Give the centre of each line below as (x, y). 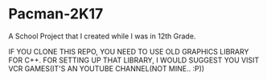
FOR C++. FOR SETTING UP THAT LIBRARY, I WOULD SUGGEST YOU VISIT (134, 60)
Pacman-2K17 (56, 14)
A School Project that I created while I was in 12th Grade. (102, 36)
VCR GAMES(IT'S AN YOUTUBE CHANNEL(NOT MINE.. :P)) (107, 68)
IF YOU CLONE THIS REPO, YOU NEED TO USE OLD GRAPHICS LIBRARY (129, 51)
